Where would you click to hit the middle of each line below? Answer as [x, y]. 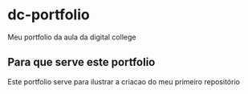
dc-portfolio [49, 15]
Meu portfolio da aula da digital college [72, 37]
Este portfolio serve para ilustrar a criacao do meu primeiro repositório [124, 81]
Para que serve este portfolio [81, 62]
